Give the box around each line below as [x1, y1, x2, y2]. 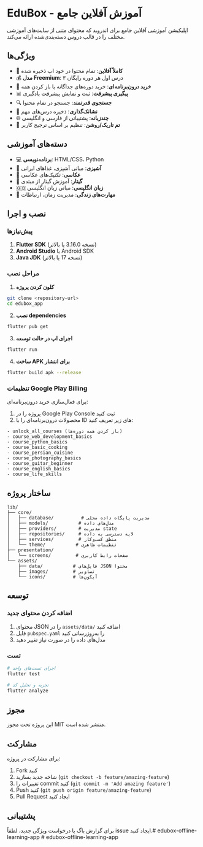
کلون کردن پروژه [15, 283, 55, 291]
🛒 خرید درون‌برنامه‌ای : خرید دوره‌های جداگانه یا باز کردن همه [15, 83, 151, 90]
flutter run [7, 347, 37, 353]
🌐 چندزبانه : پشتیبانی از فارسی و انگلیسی [15, 114, 109, 121]
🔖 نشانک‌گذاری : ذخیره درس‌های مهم [15, 107, 98, 115]
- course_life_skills [7, 471, 63, 478]
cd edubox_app [7, 301, 44, 307]
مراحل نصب [7, 269, 39, 278]
